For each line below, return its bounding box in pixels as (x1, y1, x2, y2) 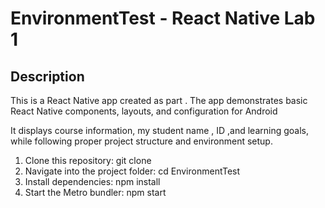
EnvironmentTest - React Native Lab (10, 7, 316, 30)
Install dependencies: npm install (24, 176, 161, 187)
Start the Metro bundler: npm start (24, 187, 167, 198)
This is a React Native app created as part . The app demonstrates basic (10, 95, 308, 106)
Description (10, 68, 85, 85)
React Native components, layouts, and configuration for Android (10, 105, 278, 117)
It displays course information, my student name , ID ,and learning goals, (10, 125, 309, 136)
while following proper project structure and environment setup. (10, 135, 273, 147)
